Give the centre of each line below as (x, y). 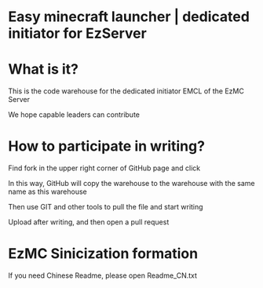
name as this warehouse (48, 191)
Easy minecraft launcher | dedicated (129, 17)
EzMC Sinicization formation (103, 254)
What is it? (44, 69)
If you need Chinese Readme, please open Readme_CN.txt (103, 275)
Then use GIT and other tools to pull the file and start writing (106, 207)
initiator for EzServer (77, 33)
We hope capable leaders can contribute (74, 115)
